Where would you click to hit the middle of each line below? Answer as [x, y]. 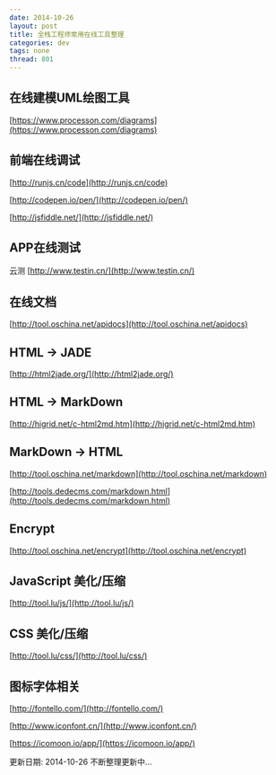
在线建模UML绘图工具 [69, 98]
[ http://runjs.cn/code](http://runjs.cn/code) [89, 182]
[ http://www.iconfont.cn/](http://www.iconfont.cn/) [103, 726]
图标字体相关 [45, 687]
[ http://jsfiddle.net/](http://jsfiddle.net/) [82, 217]
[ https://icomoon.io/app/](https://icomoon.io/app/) [102, 743]
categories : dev [39, 43]
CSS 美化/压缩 [49, 634]
